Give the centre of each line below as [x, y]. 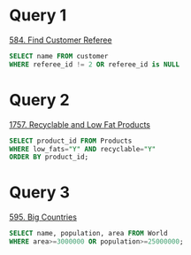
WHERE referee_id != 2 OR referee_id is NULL [94, 64]
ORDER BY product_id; [49, 157]
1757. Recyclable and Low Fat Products [80, 124]
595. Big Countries [43, 217]
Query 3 [40, 193]
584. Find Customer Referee [61, 40]
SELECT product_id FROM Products [71, 141]
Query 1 [38, 15]
